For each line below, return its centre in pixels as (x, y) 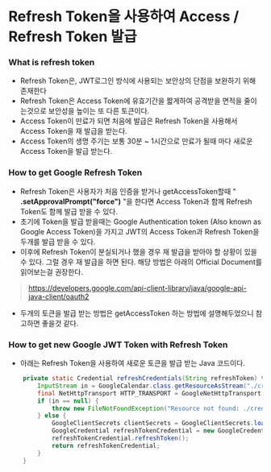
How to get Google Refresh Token (75, 172)
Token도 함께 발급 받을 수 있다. (69, 211)
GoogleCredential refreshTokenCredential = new (133, 431)
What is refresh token (52, 63)
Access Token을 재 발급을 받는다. (73, 131)
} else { (52, 416)
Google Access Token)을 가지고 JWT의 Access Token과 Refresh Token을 (140, 231)
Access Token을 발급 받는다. (66, 151)
